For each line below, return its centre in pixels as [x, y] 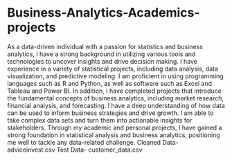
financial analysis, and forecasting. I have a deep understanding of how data [116, 105]
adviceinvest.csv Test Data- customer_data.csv [75, 150]
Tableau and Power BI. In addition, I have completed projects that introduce [114, 91]
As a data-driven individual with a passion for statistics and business [105, 46]
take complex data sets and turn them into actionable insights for [100, 120]
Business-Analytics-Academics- [104, 13]
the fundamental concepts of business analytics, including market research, [115, 98]
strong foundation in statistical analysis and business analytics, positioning [114, 135]
